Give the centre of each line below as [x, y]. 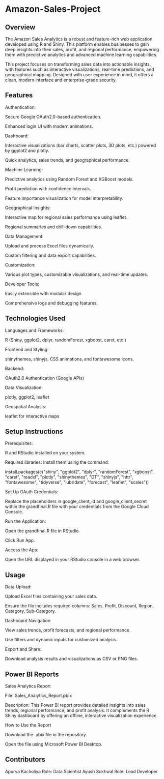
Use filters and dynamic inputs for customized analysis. [61, 640]
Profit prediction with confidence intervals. [48, 188]
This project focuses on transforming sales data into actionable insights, [78, 64]
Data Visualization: [24, 388]
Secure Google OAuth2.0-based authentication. [53, 117]
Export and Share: [23, 649]
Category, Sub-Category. [31, 611]
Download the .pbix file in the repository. [46, 735]
